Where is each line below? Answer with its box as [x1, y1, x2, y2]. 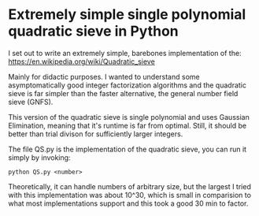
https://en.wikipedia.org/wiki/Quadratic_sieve [8, 57, 155, 66]
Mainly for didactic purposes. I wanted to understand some [8, 72, 200, 81]
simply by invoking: [8, 152, 71, 162]
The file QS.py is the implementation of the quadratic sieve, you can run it [8, 144, 246, 154]
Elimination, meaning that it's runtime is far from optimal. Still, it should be [8, 121, 246, 130]
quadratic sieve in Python [8, 22, 179, 40]
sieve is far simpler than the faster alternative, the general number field [8, 88, 239, 98]
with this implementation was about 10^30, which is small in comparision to [8, 190, 252, 199]
